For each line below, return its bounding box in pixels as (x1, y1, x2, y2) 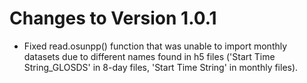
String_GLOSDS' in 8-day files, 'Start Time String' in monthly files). (23, 61, 299, 73)
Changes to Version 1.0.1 (9, 7, 217, 30)
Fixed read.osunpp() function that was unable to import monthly (23, 40, 288, 52)
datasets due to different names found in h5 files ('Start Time (23, 50, 276, 62)
